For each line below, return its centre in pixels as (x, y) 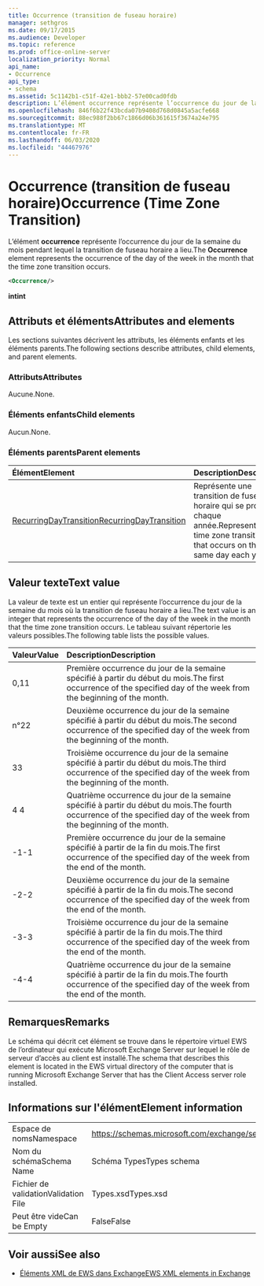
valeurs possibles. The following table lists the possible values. (109, 635)
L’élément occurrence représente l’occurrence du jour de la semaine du (125, 242)
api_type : (24, 81)
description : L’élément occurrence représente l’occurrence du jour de (128, 103)
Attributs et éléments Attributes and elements (121, 321)
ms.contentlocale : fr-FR (49, 132)
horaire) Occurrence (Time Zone (114, 203)
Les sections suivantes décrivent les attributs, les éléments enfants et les (126, 340)
